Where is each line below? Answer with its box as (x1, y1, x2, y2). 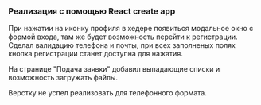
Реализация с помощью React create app (8, 6, 176, 17)
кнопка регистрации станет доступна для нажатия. (8, 49, 183, 59)
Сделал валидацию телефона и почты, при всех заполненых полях (8, 41, 236, 50)
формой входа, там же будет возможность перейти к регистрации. (8, 32, 238, 41)
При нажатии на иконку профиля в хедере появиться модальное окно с (8, 24, 254, 33)
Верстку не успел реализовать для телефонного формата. (8, 88, 207, 98)
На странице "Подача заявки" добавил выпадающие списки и (8, 64, 220, 74)
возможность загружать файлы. (8, 73, 118, 83)
